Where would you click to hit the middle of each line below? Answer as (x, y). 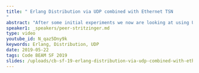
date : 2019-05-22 (28, 50)
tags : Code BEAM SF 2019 (37, 55)
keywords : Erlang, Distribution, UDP (53, 45)
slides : (16, 61)
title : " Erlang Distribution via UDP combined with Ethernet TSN (90, 11)
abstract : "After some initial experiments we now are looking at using (98, 22)
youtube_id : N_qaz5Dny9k (37, 39)
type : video (21, 34)
